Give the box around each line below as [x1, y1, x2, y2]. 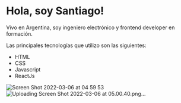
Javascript [14, 65, 41, 73]
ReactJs [14, 72, 35, 79]
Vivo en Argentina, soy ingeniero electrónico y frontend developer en [6, 24, 175, 31]
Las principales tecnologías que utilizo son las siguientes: [6, 42, 147, 49]
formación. [6, 30, 33, 37]
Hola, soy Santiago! [6, 4, 104, 18]
